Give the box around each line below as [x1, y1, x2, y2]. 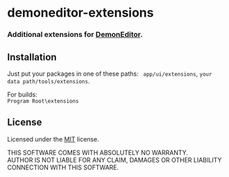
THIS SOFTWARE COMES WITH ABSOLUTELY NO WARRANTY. [7, 148, 189, 157]
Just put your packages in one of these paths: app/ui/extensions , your [7, 69, 212, 78]
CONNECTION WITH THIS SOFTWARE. [7, 163, 119, 171]
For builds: [7, 90, 37, 99]
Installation [7, 51, 57, 63]
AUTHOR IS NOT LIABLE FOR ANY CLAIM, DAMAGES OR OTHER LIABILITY [7, 155, 222, 164]
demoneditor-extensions [7, 5, 154, 21]
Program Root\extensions [7, 97, 79, 105]
